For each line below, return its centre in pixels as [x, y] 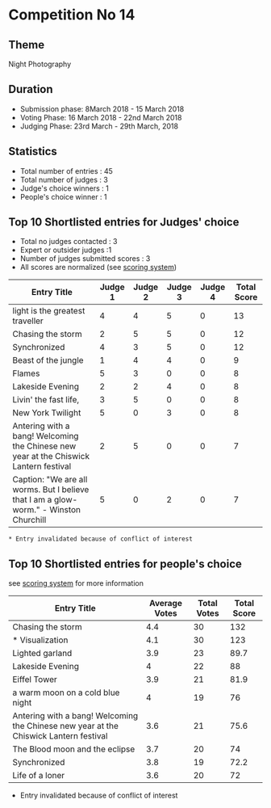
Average [166, 604]
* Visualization [40, 640]
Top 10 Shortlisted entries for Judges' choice [124, 223]
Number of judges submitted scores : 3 [85, 259]
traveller [28, 321]
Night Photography [40, 64]
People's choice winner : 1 [63, 196]
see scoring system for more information [76, 583]
